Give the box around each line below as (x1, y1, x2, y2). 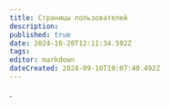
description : (9, 22, 59, 31)
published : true (9, 30, 71, 39)
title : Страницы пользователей (9, 13, 128, 23)
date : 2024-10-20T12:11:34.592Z (9, 38, 132, 48)
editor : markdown (9, 55, 75, 64)
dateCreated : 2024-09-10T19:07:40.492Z (9, 64, 161, 73)
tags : (9, 47, 30, 56)
